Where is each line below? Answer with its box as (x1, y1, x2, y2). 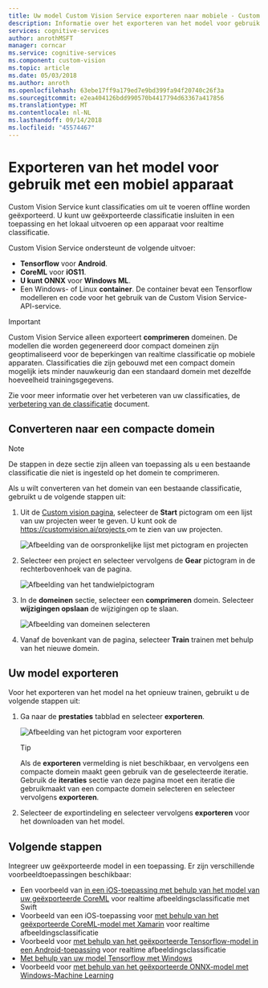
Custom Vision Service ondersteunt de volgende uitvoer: (8, 242, 196, 253)
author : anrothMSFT (8, 34, 74, 43)
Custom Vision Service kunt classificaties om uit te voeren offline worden (8, 201, 250, 211)
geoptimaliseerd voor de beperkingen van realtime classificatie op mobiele (8, 349, 255, 359)
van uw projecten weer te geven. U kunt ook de (19, 515, 177, 526)
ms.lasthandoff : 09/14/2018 (8, 116, 103, 124)
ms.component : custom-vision (8, 57, 106, 65)
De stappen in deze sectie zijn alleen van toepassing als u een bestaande (8, 459, 251, 469)
